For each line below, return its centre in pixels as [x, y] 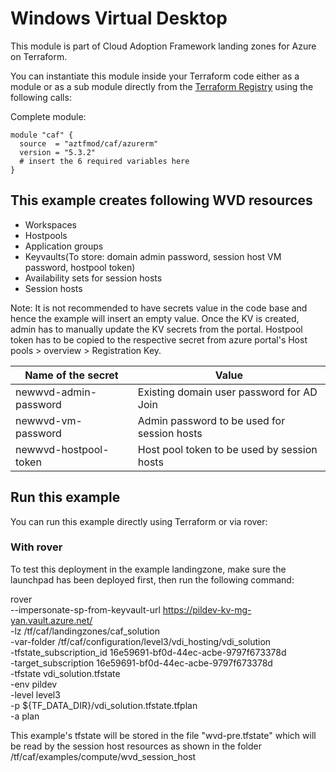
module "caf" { [42, 135]
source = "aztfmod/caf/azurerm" [89, 143]
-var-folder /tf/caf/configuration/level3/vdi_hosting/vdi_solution [141, 641]
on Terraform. [39, 56]
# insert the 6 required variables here [104, 161]
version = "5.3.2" [58, 152]
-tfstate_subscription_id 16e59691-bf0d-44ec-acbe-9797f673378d [148, 652]
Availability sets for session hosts [93, 278]
